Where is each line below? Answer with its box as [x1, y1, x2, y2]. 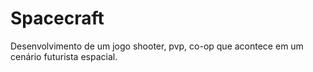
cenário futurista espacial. [10, 50, 118, 62]
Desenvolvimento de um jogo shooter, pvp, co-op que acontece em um [10, 40, 304, 52]
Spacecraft [10, 7, 105, 30]
